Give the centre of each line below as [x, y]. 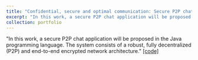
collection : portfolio [34, 22]
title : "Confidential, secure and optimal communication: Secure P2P [93, 11]
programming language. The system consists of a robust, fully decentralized [99, 45]
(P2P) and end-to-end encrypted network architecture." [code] [82, 51]
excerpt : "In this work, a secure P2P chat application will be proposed [99, 17]
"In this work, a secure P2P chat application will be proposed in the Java [94, 39]
